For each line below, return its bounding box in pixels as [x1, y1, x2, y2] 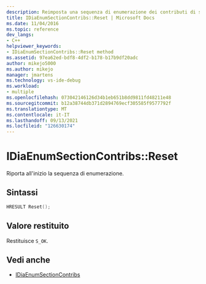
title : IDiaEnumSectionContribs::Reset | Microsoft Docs [6, 15, 155, 21]
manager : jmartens [6, 72, 53, 78]
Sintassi [6, 188, 38, 198]
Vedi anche [6, 255, 51, 265]
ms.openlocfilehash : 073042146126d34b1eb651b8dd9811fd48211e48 [6, 94, 172, 101]
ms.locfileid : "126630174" [6, 123, 75, 129]
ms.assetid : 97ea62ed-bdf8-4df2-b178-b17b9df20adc [6, 55, 139, 61]
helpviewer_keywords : [6, 44, 62, 50]
